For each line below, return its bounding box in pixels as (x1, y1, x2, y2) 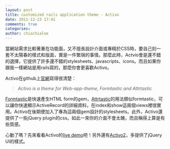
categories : (5, 26, 30, 31)
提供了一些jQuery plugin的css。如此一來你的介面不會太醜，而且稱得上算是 (5, 115, 161, 121)
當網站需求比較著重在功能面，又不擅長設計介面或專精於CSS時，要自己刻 (5, 46, 157, 51)
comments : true (5, 21, 38, 27)
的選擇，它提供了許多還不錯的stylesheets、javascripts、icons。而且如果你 (5, 58, 161, 64)
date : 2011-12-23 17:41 (5, 17, 56, 22)
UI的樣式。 (5, 138, 28, 144)
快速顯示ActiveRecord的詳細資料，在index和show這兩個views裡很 (18, 102, 157, 108)
